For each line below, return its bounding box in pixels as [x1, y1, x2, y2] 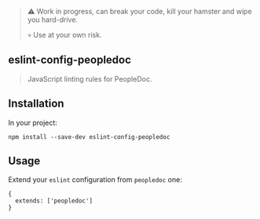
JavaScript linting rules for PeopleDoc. [27, 74, 152, 83]
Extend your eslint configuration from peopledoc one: [8, 175, 182, 184]
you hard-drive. [27, 15, 79, 24]
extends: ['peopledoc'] [15, 197, 93, 205]
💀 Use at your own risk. [27, 31, 102, 39]
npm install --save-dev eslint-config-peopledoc [8, 133, 170, 141]
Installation [8, 97, 64, 111]
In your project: [8, 118, 57, 127]
